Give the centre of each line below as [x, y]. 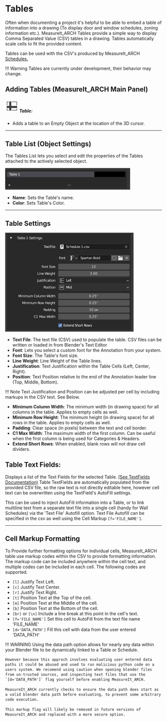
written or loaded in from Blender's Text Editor [60, 345]
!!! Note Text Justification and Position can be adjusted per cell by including [83, 391]
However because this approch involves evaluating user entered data [79, 660]
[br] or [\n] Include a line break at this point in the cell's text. [75, 613]
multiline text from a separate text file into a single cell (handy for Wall [77, 508]
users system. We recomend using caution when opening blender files [79, 670]
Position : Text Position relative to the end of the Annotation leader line [84, 376]
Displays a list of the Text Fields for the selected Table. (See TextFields [78, 477]
